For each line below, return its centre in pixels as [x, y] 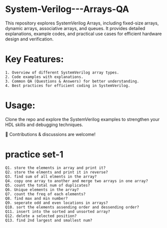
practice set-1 [34, 154]
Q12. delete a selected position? [41, 216]
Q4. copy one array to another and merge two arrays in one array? [77, 181]
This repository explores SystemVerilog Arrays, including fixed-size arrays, [82, 23]
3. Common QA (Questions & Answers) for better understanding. [72, 81]
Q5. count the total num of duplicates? [48, 185]
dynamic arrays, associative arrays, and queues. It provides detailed [75, 28]
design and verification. [29, 39]
